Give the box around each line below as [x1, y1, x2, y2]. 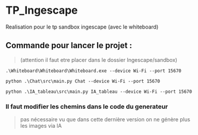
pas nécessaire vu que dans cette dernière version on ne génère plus [20, 116, 191, 123]
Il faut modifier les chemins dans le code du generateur [5, 102, 168, 111]
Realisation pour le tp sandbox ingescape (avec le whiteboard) [5, 23, 159, 30]
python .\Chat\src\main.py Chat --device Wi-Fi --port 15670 [5, 78, 161, 84]
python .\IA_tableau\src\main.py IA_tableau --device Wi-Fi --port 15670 [5, 89, 193, 95]
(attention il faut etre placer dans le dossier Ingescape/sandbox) [20, 56, 178, 63]
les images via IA [20, 123, 62, 130]
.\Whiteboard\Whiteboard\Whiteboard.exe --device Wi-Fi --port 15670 [5, 68, 182, 74]
